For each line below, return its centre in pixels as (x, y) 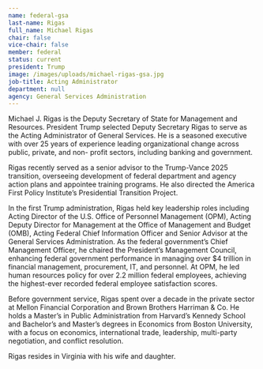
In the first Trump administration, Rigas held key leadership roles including (129, 208)
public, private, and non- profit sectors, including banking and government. (130, 152)
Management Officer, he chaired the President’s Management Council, (122, 250)
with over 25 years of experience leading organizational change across (124, 144)
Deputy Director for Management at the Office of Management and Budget (130, 225)
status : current (35, 60)
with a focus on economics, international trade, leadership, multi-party (123, 333)
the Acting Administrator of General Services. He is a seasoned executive (128, 136)
